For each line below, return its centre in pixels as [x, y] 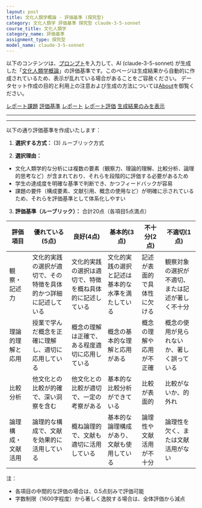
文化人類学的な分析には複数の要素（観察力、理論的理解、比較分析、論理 [104, 168]
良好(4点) [87, 236]
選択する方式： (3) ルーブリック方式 [59, 142]
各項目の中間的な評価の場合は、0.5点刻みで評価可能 [79, 491]
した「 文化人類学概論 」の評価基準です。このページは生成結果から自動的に [98, 70]
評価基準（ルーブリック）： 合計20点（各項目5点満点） [82, 211]
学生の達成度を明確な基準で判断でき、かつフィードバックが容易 [94, 183]
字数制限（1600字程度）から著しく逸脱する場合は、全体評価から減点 [100, 498]
